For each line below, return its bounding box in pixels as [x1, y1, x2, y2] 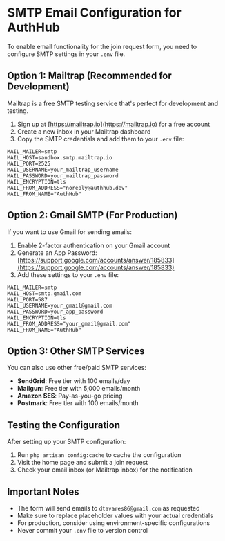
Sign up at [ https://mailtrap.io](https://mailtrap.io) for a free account [17, 120, 211, 128]
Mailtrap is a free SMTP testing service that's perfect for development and [7, 99, 219, 107]
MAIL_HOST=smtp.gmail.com [7, 290, 81, 297]
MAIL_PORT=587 [7, 296, 48, 303]
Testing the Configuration [7, 419, 121, 431]
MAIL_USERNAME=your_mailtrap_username [7, 166, 119, 173]
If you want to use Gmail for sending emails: [7, 227, 133, 236]
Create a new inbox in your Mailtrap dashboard [17, 127, 151, 136]
